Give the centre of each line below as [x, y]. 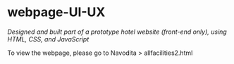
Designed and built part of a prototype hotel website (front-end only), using [117, 32]
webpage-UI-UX [56, 12]
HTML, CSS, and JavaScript [48, 39]
